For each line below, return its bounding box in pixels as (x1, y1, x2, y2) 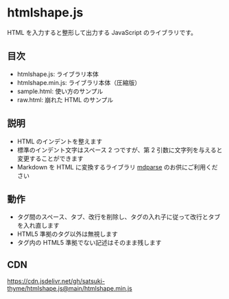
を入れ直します (16, 222, 60, 230)
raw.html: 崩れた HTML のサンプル (16, 95, 114, 104)
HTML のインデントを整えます (16, 137, 103, 145)
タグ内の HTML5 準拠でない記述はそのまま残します (16, 239, 162, 247)
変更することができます (16, 154, 84, 163)
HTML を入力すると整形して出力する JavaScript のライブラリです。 (7, 28, 197, 36)
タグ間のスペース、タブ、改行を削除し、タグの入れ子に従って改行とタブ (16, 213, 221, 221)
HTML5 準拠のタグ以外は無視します (16, 230, 119, 238)
